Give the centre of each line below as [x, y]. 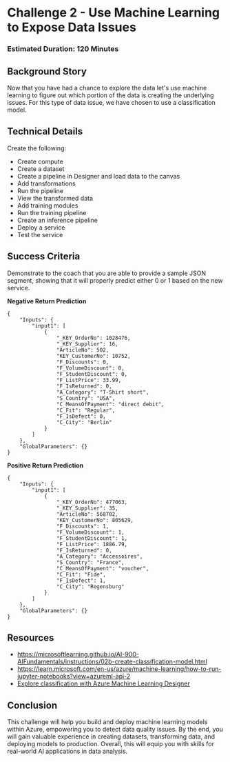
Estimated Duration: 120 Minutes [63, 49]
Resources [31, 638]
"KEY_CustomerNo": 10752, [93, 356]
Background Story [47, 71]
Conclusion [32, 705]
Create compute [40, 161]
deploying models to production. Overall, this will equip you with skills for [111, 744]
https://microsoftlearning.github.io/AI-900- [78, 654]
